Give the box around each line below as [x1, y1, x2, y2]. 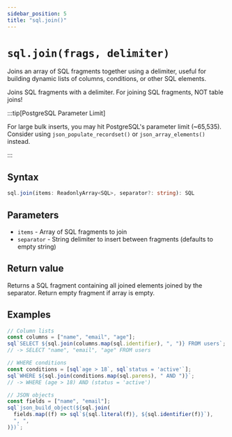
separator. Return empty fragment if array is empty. [7, 288, 155, 297]
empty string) [17, 242, 57, 251]
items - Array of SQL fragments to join [17, 228, 127, 236]
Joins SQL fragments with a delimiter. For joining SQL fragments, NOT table [7, 88, 224, 96]
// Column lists [7, 327, 54, 334]
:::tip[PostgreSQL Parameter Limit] [7, 109, 106, 117]
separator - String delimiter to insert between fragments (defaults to [17, 235, 214, 243]
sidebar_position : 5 [7, 10, 68, 17]
